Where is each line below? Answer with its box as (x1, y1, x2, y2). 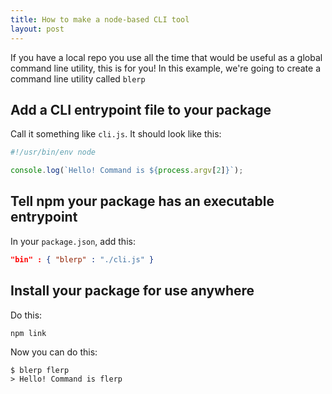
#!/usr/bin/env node (10, 147, 97, 158)
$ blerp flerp (10, 366, 70, 376)
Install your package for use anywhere (10, 282, 255, 300)
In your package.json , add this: (10, 235, 136, 247)
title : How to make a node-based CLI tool (10, 14, 190, 25)
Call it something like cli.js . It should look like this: (10, 128, 222, 140)
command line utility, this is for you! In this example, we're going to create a (10, 62, 322, 74)
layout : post (10, 24, 65, 34)
